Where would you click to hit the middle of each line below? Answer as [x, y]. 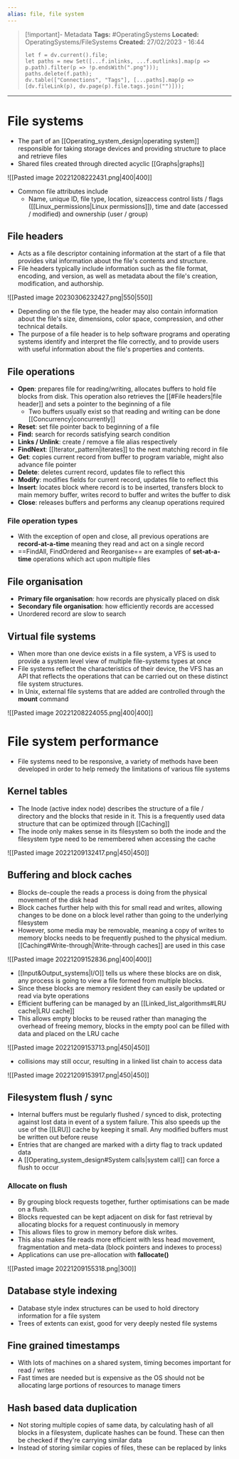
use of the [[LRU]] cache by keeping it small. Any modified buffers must [123, 1130]
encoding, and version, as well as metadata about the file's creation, [118, 276]
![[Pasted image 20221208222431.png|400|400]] [80, 177]
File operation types [43, 521]
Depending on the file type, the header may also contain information [118, 312]
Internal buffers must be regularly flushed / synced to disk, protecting [119, 1115]
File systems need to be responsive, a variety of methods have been [118, 762]
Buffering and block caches [70, 875]
